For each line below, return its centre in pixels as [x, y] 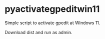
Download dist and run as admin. [39, 32]
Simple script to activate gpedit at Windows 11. [52, 23]
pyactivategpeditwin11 [52, 9]
